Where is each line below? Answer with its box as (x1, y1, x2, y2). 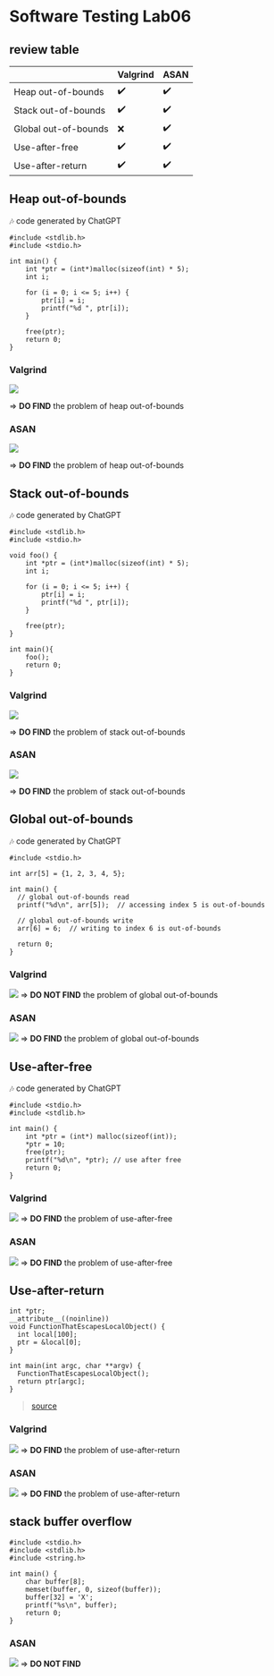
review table (9, 42, 79, 57)
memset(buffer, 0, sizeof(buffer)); (25, 1585, 162, 1594)
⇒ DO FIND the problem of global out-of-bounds (20, 1034, 199, 1044)
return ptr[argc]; (17, 1377, 87, 1386)
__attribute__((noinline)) (9, 1314, 110, 1323)
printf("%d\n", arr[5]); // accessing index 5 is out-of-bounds (17, 900, 266, 909)
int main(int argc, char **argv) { (9, 1362, 142, 1371)
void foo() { (9, 551, 58, 560)
